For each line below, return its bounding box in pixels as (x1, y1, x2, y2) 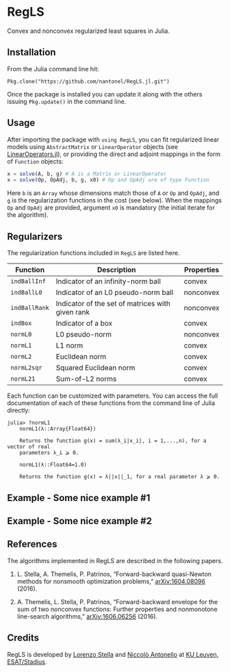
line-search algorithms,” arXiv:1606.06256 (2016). (16, 612, 158, 620)
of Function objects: (7, 157, 64, 165)
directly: (7, 406, 31, 415)
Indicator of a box (55, 319, 113, 328)
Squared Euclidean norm (55, 363, 136, 373)
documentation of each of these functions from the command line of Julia (7, 399, 216, 407)
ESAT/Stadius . (7, 658, 47, 666)
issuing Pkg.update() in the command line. (7, 97, 127, 105)
